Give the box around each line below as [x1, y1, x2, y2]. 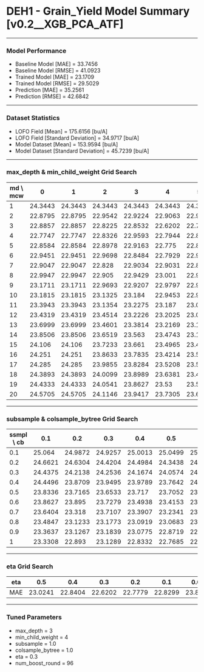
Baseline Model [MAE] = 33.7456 [15, 60, 98, 68]
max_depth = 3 [15, 627, 53, 634]
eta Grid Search [6, 562, 53, 571]
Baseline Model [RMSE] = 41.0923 [15, 67, 101, 74]
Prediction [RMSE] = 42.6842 [15, 93, 89, 100]
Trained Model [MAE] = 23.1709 [15, 73, 95, 80]
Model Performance [6, 46, 67, 55]
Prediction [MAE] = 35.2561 [15, 87, 84, 94]
